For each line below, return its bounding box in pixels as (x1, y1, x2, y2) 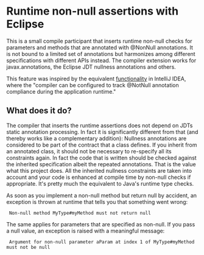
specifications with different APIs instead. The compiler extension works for (6, 57, 197, 64)
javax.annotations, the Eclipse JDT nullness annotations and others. (6, 63, 177, 71)
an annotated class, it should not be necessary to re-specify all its (6, 147, 172, 155)
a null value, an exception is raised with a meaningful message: (6, 227, 165, 234)
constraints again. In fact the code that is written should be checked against (6, 154, 197, 161)
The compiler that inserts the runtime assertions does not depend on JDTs (6, 122, 193, 129)
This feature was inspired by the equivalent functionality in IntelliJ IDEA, (6, 75, 186, 82)
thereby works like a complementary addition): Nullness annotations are (6, 134, 187, 142)
